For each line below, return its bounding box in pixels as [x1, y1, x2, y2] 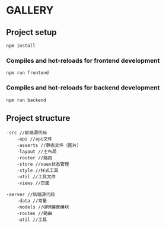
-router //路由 [17, 155, 53, 161]
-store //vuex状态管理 [17, 161, 69, 168]
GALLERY [6, 4, 54, 17]
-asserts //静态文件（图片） [17, 143, 82, 149]
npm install [6, 43, 36, 49]
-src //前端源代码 [6, 130, 47, 136]
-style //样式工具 [17, 168, 59, 174]
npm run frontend [6, 70, 49, 76]
